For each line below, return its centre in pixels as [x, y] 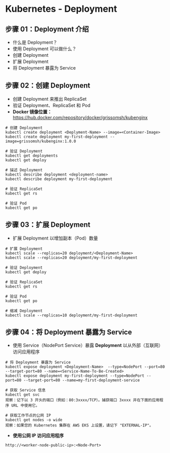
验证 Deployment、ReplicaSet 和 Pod [51, 105]
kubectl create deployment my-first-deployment [57, 137]
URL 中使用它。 [25, 406]
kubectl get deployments [32, 156]
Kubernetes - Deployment [61, 9]
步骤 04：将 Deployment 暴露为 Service [69, 332]
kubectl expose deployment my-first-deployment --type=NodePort [75, 376]
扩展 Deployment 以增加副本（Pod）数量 [55, 238]
